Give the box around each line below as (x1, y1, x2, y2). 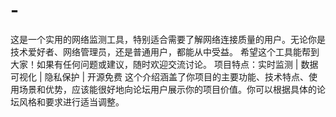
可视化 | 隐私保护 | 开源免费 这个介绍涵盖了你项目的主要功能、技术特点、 (10, 70, 309, 83)
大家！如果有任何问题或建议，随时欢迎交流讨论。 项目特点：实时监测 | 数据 (10, 58, 319, 70)
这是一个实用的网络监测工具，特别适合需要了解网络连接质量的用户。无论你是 (10, 33, 326, 45)
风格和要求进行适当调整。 (18, 95, 125, 108)
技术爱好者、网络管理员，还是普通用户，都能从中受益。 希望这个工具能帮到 (10, 45, 320, 58)
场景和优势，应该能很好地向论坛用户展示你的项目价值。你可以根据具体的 (18, 83, 317, 95)
